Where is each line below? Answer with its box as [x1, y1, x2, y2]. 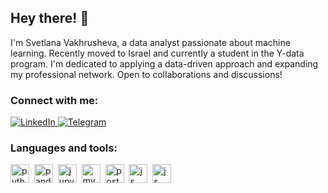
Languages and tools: [10, 141, 118, 155]
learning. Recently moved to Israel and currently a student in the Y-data [10, 47, 305, 59]
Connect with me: [10, 93, 99, 107]
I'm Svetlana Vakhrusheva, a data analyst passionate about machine [10, 36, 291, 48]
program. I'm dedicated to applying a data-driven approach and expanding [10, 57, 319, 70]
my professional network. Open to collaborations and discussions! [10, 68, 283, 80]
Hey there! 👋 [10, 10, 90, 27]
